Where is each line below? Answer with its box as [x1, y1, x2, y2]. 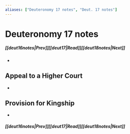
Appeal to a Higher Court [5, 72, 83, 80]
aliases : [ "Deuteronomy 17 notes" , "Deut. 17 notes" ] [5, 7, 118, 12]
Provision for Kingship [5, 99, 75, 107]
